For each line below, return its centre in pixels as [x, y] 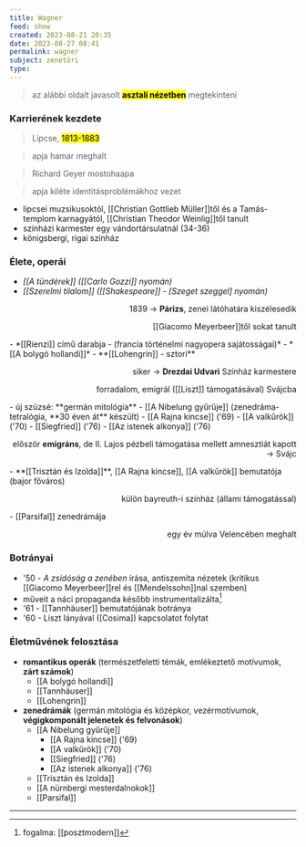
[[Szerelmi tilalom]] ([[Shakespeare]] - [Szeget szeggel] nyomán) [145, 291]
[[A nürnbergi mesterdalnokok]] [96, 788]
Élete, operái [38, 262]
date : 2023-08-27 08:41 [55, 43]
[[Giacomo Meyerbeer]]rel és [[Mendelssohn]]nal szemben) [135, 587]
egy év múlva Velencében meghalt [232, 534]
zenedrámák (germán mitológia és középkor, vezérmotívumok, [141, 710]
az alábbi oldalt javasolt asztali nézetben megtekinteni [134, 94]
